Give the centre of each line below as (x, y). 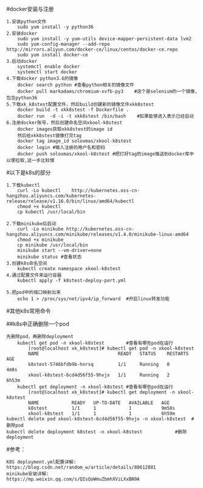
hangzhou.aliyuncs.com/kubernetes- (51, 196)
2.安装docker (22, 34)
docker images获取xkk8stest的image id (65, 129)
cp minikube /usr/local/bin (53, 245)
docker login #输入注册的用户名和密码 (61, 148)
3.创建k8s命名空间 (27, 264)
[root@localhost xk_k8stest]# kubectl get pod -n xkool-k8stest (111, 348)
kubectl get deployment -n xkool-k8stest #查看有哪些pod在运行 (95, 387)
